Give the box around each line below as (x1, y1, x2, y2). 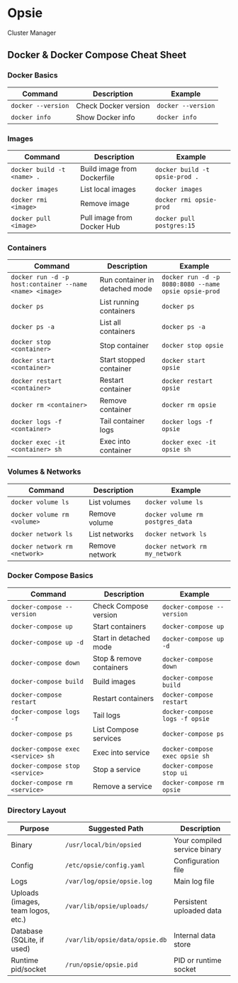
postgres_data (144, 517, 193, 526)
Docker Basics (7, 70, 58, 80)
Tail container (99, 416, 145, 426)
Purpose (20, 824, 50, 834)
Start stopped (99, 355, 145, 365)
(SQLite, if (11, 935, 45, 945)
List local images (80, 184, 136, 194)
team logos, (11, 906, 50, 916)
